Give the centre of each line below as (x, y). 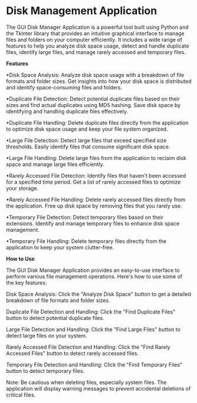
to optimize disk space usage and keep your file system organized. (87, 129)
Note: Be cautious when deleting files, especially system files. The (86, 382)
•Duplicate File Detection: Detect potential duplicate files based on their (93, 99)
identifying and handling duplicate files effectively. (67, 111)
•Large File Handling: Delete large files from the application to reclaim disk (96, 158)
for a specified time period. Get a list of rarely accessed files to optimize (94, 182)
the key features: (26, 282)
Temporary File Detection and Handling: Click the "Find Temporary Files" (94, 364)
